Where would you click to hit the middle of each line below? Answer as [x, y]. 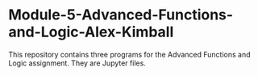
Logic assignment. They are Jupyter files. [77, 63]
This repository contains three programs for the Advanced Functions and [129, 54]
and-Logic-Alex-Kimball [91, 32]
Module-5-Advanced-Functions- [121, 15]
